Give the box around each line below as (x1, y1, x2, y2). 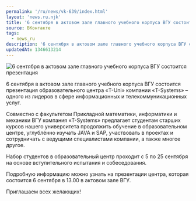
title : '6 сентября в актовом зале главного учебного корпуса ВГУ (6, 19, 171, 25)
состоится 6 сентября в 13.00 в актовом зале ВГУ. (6, 176, 131, 183)
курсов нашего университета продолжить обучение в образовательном (6, 122, 187, 130)
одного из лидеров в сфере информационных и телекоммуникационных (6, 93, 187, 100)
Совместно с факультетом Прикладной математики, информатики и (6, 110, 177, 117)
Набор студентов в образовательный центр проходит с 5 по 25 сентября (6, 153, 188, 160)
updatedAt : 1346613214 (6, 47, 61, 53)
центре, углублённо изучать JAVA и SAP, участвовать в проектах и (6, 129, 174, 136)
